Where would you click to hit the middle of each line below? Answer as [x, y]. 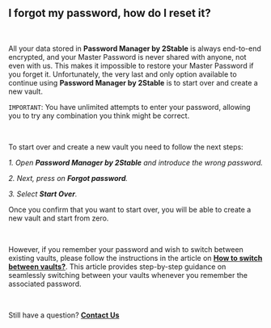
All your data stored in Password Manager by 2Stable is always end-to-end [135, 48]
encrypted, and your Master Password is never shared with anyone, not [127, 57]
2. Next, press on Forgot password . [68, 178]
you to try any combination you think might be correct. [99, 116]
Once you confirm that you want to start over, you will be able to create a [130, 209]
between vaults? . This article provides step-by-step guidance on [117, 267]
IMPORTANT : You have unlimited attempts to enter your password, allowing [129, 107]
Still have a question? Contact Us [64, 315]
